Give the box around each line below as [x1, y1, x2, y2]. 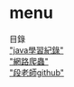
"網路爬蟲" [9, 56, 50, 66]
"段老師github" [9, 66, 65, 78]
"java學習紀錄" [9, 44, 64, 56]
